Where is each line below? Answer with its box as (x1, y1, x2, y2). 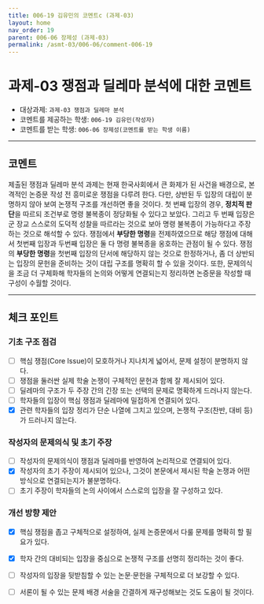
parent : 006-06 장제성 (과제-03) (8, 33, 110, 42)
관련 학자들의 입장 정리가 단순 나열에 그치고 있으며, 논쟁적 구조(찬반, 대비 (19, 405, 242, 415)
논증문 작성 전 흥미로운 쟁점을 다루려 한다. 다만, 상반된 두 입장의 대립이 (28, 189, 245, 199)
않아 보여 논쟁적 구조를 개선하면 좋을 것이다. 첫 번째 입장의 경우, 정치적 (28, 199, 245, 209)
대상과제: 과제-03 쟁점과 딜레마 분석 (19, 105, 124, 114)
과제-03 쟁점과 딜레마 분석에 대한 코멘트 (8, 77, 252, 95)
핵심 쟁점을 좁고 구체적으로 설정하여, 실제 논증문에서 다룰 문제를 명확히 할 (19, 527, 244, 536)
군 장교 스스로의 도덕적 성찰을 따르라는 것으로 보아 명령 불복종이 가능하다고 (8, 218, 237, 229)
